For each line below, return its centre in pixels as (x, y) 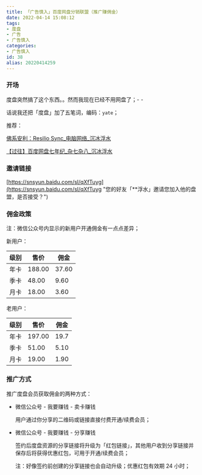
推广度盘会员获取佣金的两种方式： (49, 394)
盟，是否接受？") (27, 197)
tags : (13, 23)
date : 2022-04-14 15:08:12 (40, 18)
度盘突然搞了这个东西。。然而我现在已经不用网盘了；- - (75, 99)
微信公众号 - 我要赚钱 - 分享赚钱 (55, 432)
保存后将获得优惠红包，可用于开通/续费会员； (72, 453)
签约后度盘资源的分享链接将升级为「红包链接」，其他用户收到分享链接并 (104, 445)
